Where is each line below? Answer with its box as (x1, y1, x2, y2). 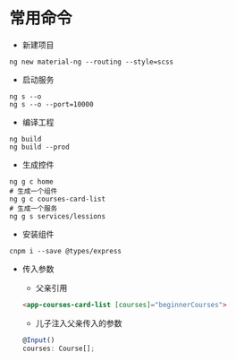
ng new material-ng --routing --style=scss (9, 57, 174, 66)
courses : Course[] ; (21, 344, 96, 353)
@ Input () (21, 335, 55, 345)
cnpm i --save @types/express (9, 246, 122, 255)
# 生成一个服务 (9, 203, 58, 213)
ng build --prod (9, 142, 70, 151)
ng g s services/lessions (9, 211, 105, 220)
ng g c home (9, 176, 54, 186)
